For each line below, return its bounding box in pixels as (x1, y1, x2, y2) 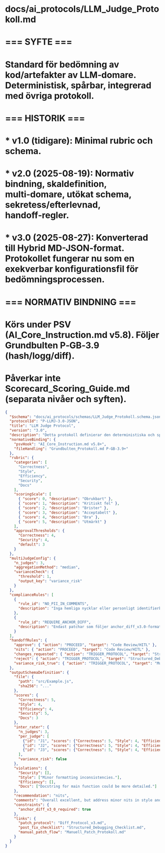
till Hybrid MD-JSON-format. (5, 243, 124, 254)
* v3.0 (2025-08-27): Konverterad (5, 232, 148, 244)
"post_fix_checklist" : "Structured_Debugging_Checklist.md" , (18, 825, 146, 830)
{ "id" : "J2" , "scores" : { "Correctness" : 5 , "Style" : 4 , (23, 743, 139, 748)
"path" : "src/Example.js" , (18, 679, 74, 684)
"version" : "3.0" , (9, 428, 48, 433)
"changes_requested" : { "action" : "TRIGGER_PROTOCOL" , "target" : (14, 652, 151, 657)
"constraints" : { (14, 802, 50, 807)
